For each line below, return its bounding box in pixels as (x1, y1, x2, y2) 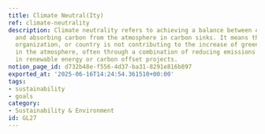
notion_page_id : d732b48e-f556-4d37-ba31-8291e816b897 (8, 63, 192, 71)
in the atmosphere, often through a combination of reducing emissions (15, 48, 256, 56)
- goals (8, 92, 34, 100)
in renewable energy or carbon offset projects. (15, 56, 178, 64)
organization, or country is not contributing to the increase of (15, 41, 238, 49)
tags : (8, 77, 26, 85)
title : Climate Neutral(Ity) (8, 11, 104, 20)
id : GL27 (8, 114, 37, 122)
